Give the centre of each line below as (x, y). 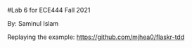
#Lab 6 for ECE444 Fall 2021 (49, 10)
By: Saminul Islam (33, 23)
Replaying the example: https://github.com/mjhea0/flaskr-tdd (96, 37)
